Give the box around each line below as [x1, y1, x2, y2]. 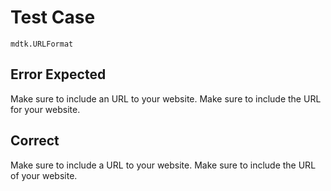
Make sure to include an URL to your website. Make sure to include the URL [10, 92, 322, 105]
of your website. [10, 169, 78, 181]
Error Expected [10, 66, 107, 83]
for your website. [10, 103, 81, 115]
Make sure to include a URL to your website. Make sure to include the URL [10, 159, 317, 171]
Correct [10, 132, 60, 150]
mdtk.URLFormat [10, 39, 74, 49]
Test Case [10, 6, 96, 29]
